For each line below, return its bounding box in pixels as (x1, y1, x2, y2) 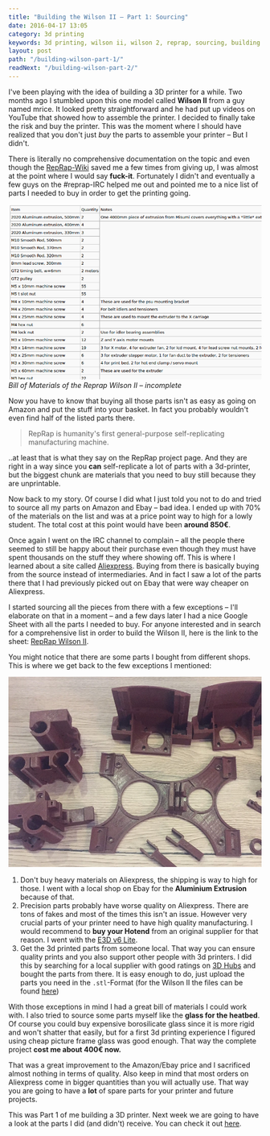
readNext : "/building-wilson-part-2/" (8, 64, 138, 72)
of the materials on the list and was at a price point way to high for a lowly (8, 511, 253, 521)
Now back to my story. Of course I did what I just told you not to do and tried (8, 494, 262, 503)
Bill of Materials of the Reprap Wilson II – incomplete (8, 380, 182, 390)
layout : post (8, 47, 52, 56)
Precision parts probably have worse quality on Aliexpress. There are (19, 901, 249, 911)
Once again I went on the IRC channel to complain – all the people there (8, 535, 245, 545)
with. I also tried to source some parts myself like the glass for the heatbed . (8, 1010, 260, 1020)
